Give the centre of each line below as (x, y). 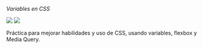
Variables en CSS (28, 9)
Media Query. (23, 39)
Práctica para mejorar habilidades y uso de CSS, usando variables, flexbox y (101, 33)
